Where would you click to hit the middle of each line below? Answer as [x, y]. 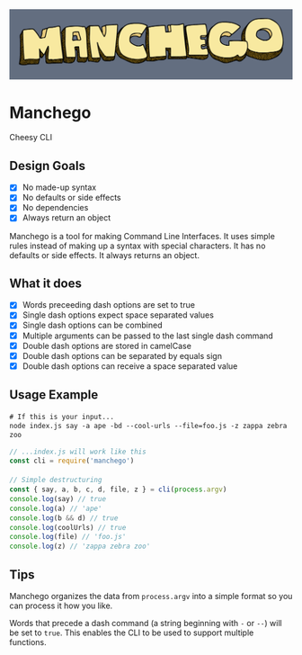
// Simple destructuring [56, 480]
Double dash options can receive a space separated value [130, 366]
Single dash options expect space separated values [118, 315]
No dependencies [55, 208]
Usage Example [54, 395]
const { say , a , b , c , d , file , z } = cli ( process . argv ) [118, 489]
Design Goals [47, 166]
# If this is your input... [62, 417]
